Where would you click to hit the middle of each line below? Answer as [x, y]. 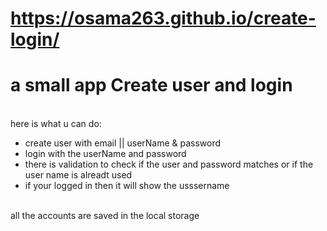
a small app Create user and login [151, 85]
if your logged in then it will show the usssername [127, 186]
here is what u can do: [56, 124]
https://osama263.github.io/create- [163, 18]
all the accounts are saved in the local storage [105, 216]
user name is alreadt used [78, 175]
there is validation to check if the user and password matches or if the [169, 164]
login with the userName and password [105, 154]
